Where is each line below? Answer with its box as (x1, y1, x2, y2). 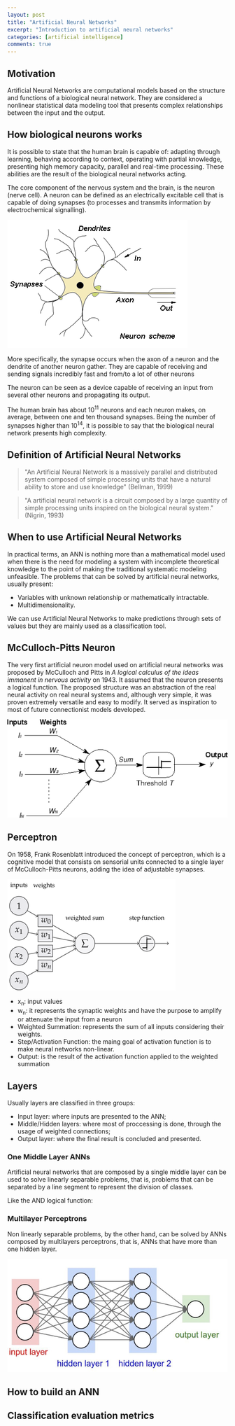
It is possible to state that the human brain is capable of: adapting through (7, 147, 220, 155)
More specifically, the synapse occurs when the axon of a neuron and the (7, 354, 220, 363)
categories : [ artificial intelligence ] (7, 34, 124, 41)
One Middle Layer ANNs (7, 1152, 91, 1162)
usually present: (7, 580, 54, 588)
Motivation (7, 67, 56, 80)
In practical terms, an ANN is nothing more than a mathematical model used (7, 550, 226, 558)
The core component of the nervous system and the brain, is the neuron (7, 183, 215, 192)
